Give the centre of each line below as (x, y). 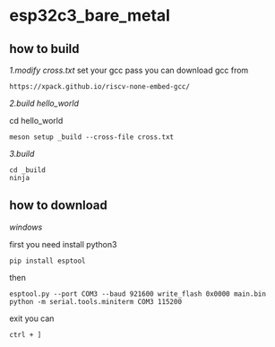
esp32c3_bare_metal (90, 16)
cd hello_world (36, 121)
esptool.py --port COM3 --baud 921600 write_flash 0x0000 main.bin (138, 294)
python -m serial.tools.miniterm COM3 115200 (95, 301)
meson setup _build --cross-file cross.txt (92, 137)
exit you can (32, 318)
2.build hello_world (44, 103)
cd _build (28, 170)
